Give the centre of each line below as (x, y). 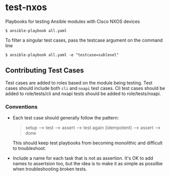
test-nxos (26, 7)
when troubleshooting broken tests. (50, 169)
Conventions (22, 107)
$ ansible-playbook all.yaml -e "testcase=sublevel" (62, 55)
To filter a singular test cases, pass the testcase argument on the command (84, 40)
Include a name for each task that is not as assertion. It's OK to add (83, 158)
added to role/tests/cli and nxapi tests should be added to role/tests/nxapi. (83, 94)
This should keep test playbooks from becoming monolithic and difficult (88, 143)
